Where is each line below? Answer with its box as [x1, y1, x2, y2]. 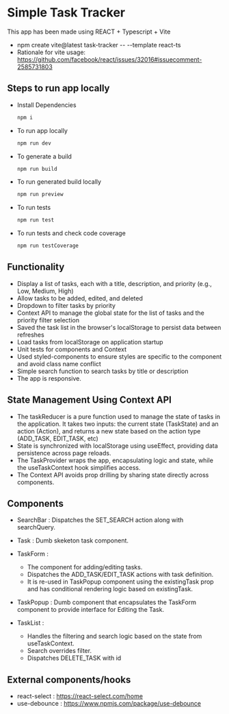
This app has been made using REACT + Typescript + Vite [7, 27, 171, 36]
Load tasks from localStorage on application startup [16, 337, 163, 346]
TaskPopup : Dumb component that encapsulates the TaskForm [16, 598, 197, 606]
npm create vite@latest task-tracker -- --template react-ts [16, 40, 181, 49]
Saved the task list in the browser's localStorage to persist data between [16, 323, 221, 331]
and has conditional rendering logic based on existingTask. [27, 585, 193, 593]
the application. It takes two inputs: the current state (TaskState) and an [16, 420, 219, 428]
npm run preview [16, 191, 64, 198]
